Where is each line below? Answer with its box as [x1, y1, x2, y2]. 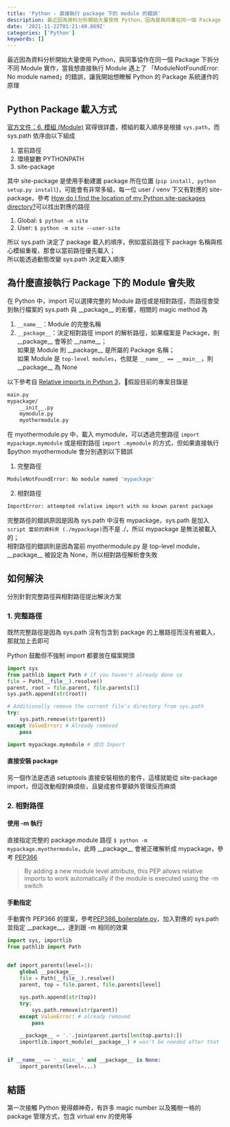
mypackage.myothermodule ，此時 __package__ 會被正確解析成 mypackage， [7, 844, 218, 852]
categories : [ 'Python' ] [7, 29, 76, 36]
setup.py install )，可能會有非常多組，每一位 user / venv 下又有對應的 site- [7, 185, 223, 193]
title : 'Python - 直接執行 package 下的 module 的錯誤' [7, 10, 161, 17]
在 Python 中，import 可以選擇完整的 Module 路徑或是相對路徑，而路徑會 [7, 297, 214, 305]
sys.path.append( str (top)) [19, 994, 97, 1001]
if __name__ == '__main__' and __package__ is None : [7, 1057, 161, 1064]
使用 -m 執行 [7, 819, 43, 828]
